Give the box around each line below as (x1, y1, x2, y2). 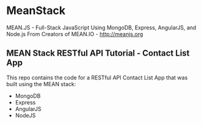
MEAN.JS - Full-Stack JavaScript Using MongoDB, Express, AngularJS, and (6, 24, 197, 31)
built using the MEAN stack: (6, 80, 76, 87)
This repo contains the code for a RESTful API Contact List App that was (6, 74, 188, 81)
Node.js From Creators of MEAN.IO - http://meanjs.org (6, 30, 143, 37)
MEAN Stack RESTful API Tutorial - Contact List (6, 48, 190, 59)
